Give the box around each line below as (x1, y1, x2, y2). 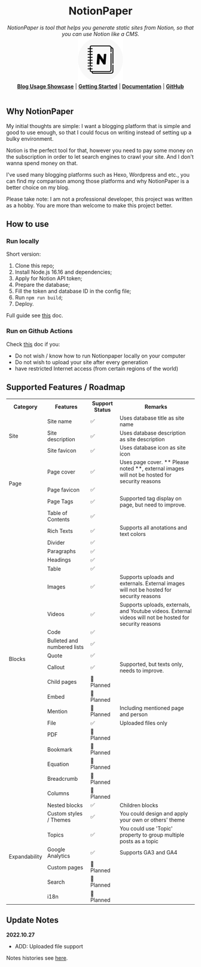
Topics (47, 831, 64, 838)
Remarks (144, 403, 167, 410)
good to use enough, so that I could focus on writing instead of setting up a (6, 129, 192, 136)
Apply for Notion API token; (14, 275, 83, 282)
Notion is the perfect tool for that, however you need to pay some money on (6, 147, 193, 154)
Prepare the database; (14, 281, 70, 289)
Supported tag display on (119, 495, 182, 502)
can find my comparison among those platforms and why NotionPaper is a (6, 177, 190, 184)
